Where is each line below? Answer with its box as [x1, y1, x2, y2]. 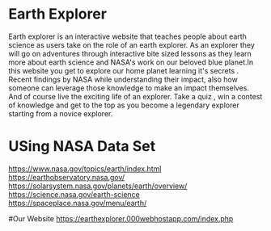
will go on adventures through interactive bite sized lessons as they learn [8, 48, 252, 58]
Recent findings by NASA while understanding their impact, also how [8, 74, 239, 84]
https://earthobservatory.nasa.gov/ [8, 172, 125, 182]
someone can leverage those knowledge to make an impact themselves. [8, 82, 249, 93]
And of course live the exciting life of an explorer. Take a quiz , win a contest [8, 91, 263, 101]
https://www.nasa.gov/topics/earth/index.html [8, 163, 162, 174]
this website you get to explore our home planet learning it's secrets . [8, 65, 239, 75]
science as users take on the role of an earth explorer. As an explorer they [8, 40, 255, 49]
